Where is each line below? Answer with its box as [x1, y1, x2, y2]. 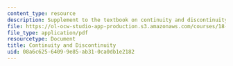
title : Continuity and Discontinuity [7, 42, 116, 49]
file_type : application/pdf [7, 29, 89, 36]
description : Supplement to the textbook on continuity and [7, 16, 185, 23]
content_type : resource [7, 10, 76, 17]
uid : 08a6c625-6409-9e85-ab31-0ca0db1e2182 [7, 49, 135, 56]
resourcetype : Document [7, 36, 76, 43]
